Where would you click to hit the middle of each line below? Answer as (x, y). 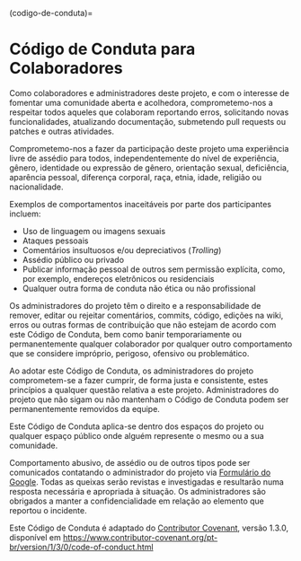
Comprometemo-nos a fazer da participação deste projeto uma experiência (149, 148)
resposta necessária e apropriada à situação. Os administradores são (138, 491)
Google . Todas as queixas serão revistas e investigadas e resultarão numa (147, 482)
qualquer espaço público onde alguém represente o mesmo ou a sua (137, 435)
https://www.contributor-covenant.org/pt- (140, 537)
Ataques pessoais (55, 241)
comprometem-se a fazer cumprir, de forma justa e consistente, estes (139, 380)
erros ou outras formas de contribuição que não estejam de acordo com (143, 324)
